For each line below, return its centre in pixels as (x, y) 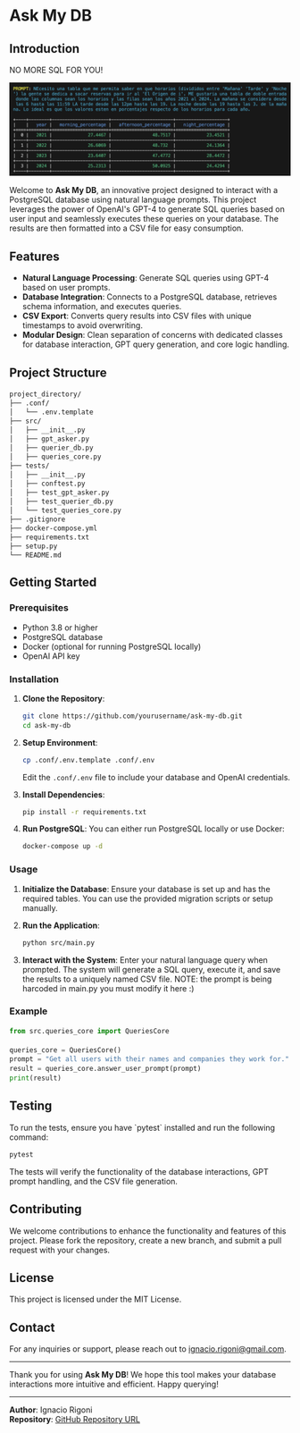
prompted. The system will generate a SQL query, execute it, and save (151, 969)
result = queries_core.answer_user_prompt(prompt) (105, 1069)
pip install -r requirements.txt (84, 812)
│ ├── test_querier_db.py (62, 502)
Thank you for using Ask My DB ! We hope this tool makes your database (143, 1375)
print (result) (36, 1078)
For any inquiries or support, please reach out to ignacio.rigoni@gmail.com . (148, 1349)
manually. (40, 907)
